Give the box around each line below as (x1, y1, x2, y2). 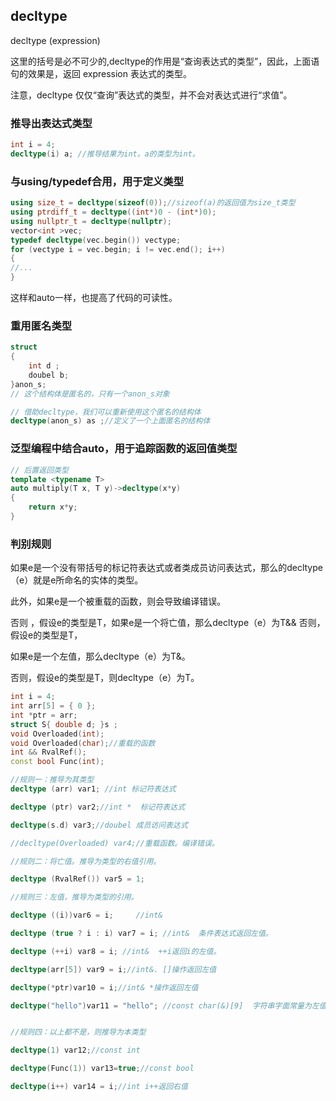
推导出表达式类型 (10, 116, 93, 130)
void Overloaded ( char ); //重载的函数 (10, 738, 156, 748)
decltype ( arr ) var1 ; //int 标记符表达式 (10, 784, 177, 794)
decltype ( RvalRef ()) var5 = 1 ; (10, 874, 145, 884)
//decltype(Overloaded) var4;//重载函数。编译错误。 (10, 838, 220, 848)
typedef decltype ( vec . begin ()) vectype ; (10, 235, 182, 245)
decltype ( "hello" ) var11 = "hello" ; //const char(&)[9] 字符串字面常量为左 (10, 1000, 320, 1011)
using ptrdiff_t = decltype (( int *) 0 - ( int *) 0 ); (10, 207, 217, 218)
